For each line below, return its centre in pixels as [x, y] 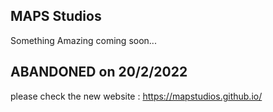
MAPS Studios [56, 16]
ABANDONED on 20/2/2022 [99, 72]
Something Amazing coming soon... [83, 40]
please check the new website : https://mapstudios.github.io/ [136, 96]
